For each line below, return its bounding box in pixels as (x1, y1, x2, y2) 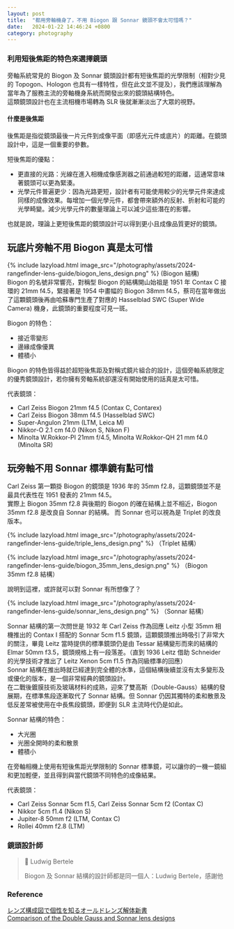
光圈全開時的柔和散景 (17, 739, 79, 747)
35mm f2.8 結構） (7, 570, 59, 579)
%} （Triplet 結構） (145, 539, 201, 547)
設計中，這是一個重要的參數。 (7, 140, 93, 149)
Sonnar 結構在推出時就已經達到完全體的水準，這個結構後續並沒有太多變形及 (7, 665, 225, 674)
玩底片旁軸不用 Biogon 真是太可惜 (7, 242, 153, 254)
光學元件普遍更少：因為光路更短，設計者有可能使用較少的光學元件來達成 (17, 187, 225, 195)
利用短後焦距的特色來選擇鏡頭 (7, 54, 108, 63)
